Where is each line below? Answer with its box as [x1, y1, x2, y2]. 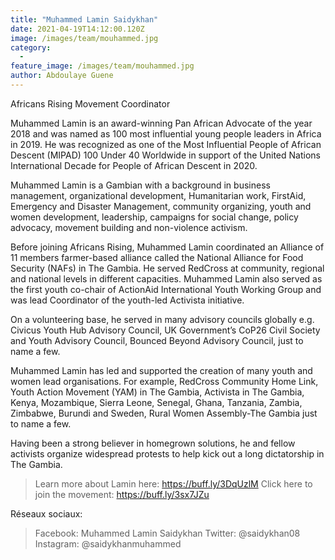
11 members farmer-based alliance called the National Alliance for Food [10, 251, 304, 263]
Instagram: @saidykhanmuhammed [34, 537, 182, 550]
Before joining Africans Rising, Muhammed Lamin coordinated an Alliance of [10, 241, 325, 253]
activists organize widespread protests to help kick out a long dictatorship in [10, 447, 325, 460]
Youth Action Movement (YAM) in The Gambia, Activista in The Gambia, [10, 386, 305, 398]
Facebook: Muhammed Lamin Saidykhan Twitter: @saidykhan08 [34, 527, 301, 539]
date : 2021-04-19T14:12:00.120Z [10, 24, 145, 34]
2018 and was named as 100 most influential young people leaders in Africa [10, 127, 322, 140]
